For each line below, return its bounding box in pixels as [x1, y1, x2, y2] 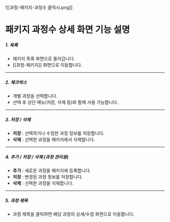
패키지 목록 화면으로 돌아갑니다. [12, 56, 75, 62]
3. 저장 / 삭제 [5, 116, 31, 122]
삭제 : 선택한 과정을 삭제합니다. [12, 180, 74, 186]
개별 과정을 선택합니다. [12, 93, 58, 99]
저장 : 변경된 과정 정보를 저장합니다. [12, 174, 83, 180]
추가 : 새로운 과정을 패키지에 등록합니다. [12, 167, 91, 173]
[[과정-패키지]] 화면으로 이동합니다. [12, 62, 82, 68]
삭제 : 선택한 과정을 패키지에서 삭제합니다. [12, 137, 95, 143]
